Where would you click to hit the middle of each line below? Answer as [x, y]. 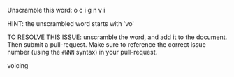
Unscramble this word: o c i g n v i [56, 10]
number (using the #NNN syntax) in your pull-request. [82, 52]
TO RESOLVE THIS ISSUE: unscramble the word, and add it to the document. [117, 37]
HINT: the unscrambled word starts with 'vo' [71, 23]
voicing [18, 65]
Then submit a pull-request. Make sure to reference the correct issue [107, 44]
